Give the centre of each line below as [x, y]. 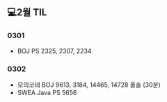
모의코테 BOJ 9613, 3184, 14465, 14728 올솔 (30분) [89, 85]
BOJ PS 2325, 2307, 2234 [54, 51]
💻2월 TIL [27, 12]
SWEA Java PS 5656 [47, 92]
